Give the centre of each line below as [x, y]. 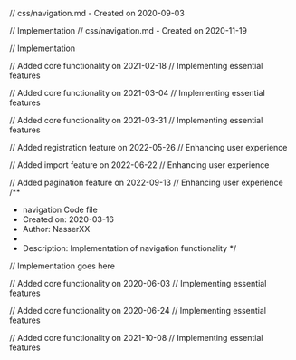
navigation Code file [60, 209]
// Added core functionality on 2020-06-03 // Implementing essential [138, 283]
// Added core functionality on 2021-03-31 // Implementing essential [136, 120]
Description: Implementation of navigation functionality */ [129, 248]
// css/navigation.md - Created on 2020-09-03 [97, 13]
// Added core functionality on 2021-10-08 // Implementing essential [136, 338]
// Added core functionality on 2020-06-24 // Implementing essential [138, 311]
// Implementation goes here [62, 266]
